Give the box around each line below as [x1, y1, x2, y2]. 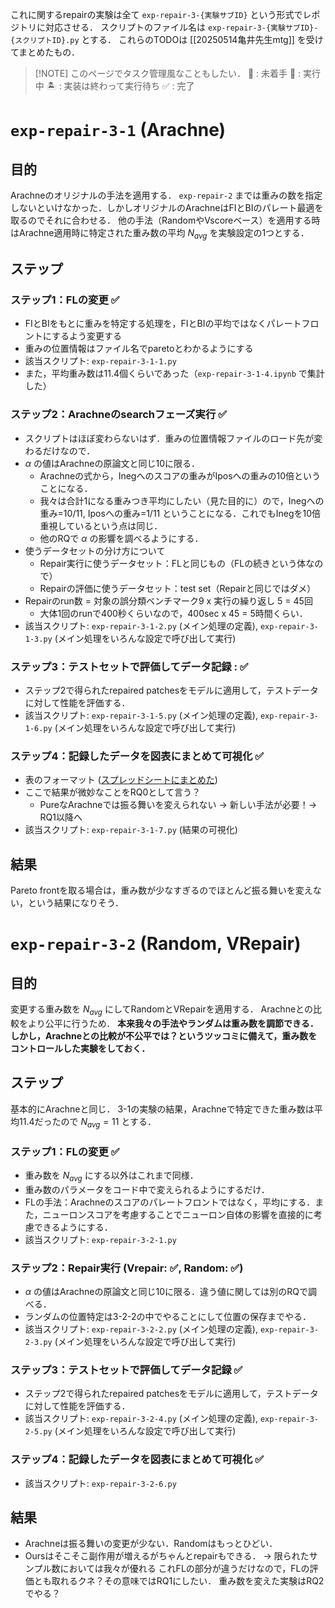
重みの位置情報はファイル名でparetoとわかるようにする [24, 343, 254, 355]
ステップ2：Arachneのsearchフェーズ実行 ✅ [10, 408, 228, 422]
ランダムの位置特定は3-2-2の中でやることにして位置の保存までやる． [24, 1310, 312, 1322]
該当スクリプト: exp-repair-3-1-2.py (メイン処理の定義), [24, 619, 258, 632]
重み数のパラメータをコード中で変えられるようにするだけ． [24, 1183, 270, 1195]
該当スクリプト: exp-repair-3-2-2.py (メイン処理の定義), [24, 1323, 258, 1335]
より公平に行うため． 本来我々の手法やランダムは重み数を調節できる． [27, 1017, 319, 1029]
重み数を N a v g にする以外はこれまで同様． [24, 1169, 199, 1183]
